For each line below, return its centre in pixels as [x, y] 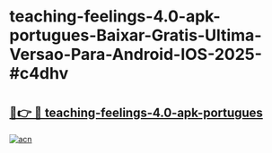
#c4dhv [39, 74]
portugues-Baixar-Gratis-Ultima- [136, 35]
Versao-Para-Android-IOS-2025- [136, 55]
